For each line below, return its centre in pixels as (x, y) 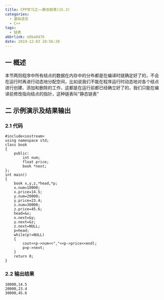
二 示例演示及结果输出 (38, 111)
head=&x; (23, 214)
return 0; (24, 256)
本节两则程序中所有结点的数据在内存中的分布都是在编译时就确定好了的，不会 (82, 75)
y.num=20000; (27, 197)
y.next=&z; (25, 222)
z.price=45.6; (28, 209)
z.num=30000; (27, 205)
